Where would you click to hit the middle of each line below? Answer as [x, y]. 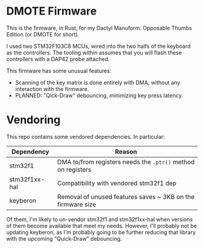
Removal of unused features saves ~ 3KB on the [126, 196]
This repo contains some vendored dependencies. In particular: [86, 136]
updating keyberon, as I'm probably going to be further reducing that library [101, 232]
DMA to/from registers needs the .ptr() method [126, 162]
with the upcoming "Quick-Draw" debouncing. [64, 238]
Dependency [30, 152]
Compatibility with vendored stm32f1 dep [117, 183]
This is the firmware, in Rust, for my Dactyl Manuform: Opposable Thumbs [99, 28]
